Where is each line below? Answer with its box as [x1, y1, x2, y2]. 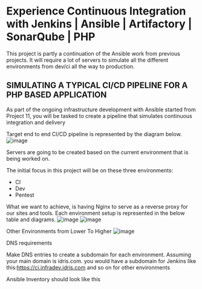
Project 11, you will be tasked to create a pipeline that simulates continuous [6, 112, 192, 119]
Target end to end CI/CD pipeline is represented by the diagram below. [6, 130, 183, 137]
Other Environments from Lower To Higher [6, 227, 112, 235]
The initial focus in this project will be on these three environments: [6, 166, 174, 174]
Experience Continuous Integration [6, 4, 186, 18]
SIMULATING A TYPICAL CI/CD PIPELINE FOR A [6, 80, 188, 91]
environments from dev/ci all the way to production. [6, 62, 135, 70]
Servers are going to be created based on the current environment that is [6, 148, 189, 155]
